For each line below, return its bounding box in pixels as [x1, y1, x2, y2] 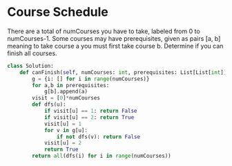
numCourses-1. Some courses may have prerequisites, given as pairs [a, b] [7, 34, 221, 42]
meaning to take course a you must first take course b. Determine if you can [7, 41, 224, 50]
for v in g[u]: [43, 127, 88, 133]
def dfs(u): [32, 101, 67, 108]
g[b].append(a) [43, 88, 88, 95]
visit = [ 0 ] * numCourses [32, 95, 100, 102]
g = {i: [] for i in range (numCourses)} [32, 75, 150, 82]
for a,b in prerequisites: [32, 82, 110, 89]
